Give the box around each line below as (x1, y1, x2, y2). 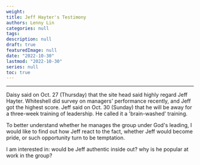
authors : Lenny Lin (6, 20, 55, 26)
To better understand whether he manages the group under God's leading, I (6, 122, 192, 129)
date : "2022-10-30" (6, 53, 55, 59)
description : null (6, 36, 52, 42)
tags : (6, 31, 20, 37)
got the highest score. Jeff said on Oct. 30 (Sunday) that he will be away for (6, 104, 192, 111)
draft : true (6, 42, 36, 48)
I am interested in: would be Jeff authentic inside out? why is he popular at (6, 146, 189, 153)
